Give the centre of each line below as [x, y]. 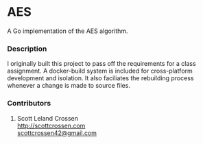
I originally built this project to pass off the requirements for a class [102, 64]
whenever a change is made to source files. [69, 86]
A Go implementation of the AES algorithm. [68, 31]
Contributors [29, 104]
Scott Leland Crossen [48, 118]
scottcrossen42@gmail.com [57, 133]
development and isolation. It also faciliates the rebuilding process [100, 78]
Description [27, 49]
